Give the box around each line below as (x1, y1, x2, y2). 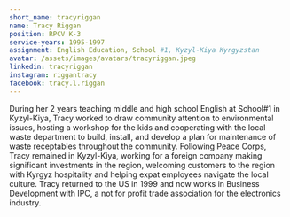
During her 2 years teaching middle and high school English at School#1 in (9, 103, 281, 113)
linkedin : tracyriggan (9, 63, 93, 72)
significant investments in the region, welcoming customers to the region (9, 159, 276, 170)
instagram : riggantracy (9, 71, 98, 80)
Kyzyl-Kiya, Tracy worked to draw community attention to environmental (9, 112, 274, 123)
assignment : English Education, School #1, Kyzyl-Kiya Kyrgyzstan (9, 46, 260, 55)
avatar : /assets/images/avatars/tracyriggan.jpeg (9, 54, 197, 63)
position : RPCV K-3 (9, 29, 82, 38)
